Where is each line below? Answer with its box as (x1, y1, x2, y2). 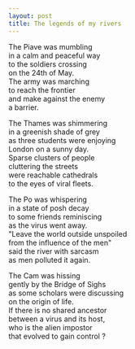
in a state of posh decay (8, 203, 89, 212)
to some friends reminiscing (8, 212, 102, 221)
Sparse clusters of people (8, 152, 95, 163)
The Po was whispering (8, 194, 88, 204)
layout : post (8, 11, 53, 20)
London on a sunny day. (8, 144, 89, 154)
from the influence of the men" (8, 238, 112, 247)
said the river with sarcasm (8, 246, 99, 256)
